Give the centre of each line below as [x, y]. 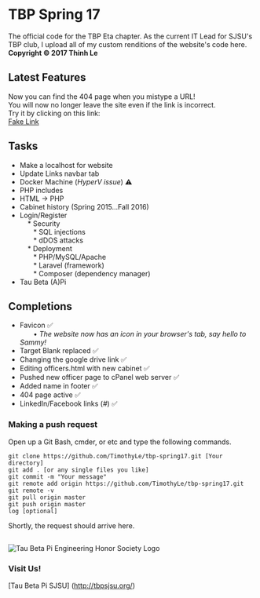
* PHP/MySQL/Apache [70, 257]
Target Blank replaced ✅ [59, 351]
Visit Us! [25, 568]
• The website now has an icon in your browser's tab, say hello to [140, 334]
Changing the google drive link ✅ [73, 359]
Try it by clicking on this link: [54, 113]
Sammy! [33, 342]
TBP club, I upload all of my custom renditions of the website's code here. [128, 44]
